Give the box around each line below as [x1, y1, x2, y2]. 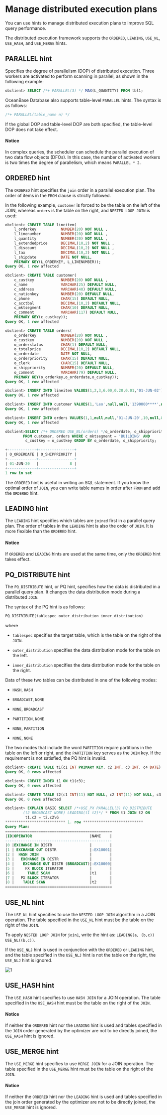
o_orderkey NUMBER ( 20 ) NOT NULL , [14, 333, 108, 338]
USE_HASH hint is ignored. [5, 1033, 55, 1039]
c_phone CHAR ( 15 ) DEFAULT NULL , [14, 296, 110, 301]
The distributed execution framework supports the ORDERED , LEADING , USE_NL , [5, 35, 161, 41]
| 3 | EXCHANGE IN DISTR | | [5, 857, 112, 862]
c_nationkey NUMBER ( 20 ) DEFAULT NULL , [14, 291, 114, 296]
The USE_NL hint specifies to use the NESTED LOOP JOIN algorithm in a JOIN [5, 912, 156, 918]
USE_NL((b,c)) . [5, 937, 36, 943]
